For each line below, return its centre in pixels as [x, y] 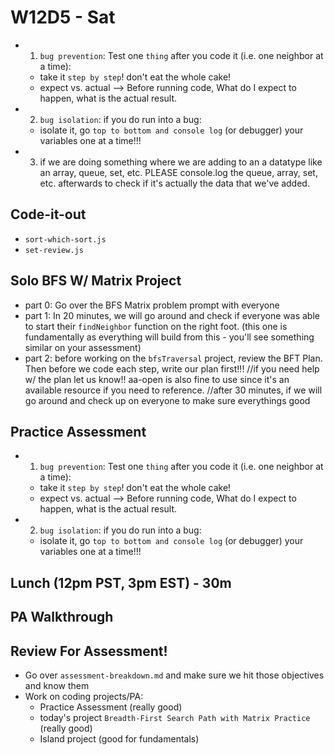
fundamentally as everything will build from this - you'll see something [169, 337]
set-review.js [54, 250]
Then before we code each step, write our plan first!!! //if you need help [172, 368]
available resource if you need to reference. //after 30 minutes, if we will [173, 390]
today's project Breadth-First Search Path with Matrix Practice [175, 717]
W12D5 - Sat [63, 17]
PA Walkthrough [62, 617]
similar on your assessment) [83, 347]
